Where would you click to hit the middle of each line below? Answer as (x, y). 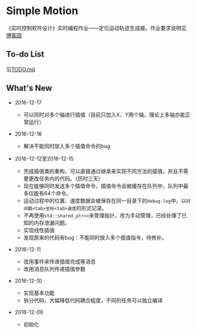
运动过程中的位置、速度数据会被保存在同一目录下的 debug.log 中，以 (105, 200)
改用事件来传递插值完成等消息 (59, 262)
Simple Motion (42, 11)
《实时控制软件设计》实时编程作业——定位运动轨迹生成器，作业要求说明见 (96, 28)
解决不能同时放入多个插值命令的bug (67, 146)
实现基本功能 (39, 293)
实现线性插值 (39, 230)
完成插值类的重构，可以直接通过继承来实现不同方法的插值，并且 (101, 171)
